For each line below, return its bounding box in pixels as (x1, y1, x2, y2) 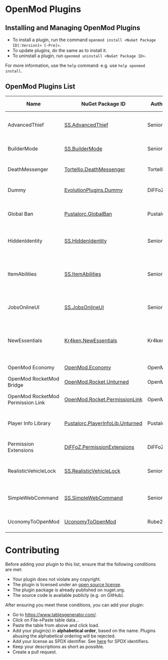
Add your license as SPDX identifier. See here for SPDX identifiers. (12, 638, 149, 644)
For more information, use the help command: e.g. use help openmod (5, 63, 145, 68)
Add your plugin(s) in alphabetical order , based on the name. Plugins (12, 627, 156, 633)
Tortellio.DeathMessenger (64, 166, 125, 173)
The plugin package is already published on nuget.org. (12, 587, 125, 593)
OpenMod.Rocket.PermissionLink (64, 396, 142, 403)
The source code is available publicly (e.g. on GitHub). (12, 592, 124, 598)
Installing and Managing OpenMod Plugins (5, 24, 140, 32)
